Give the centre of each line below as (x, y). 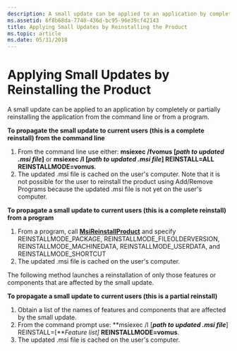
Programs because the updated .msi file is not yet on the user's (110, 189)
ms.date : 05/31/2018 (38, 40)
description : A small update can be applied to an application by (107, 14)
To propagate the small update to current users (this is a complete (106, 130)
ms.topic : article (34, 33)
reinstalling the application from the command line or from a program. (108, 117)
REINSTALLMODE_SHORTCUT (62, 254)
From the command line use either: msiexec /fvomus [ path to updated (121, 152)
